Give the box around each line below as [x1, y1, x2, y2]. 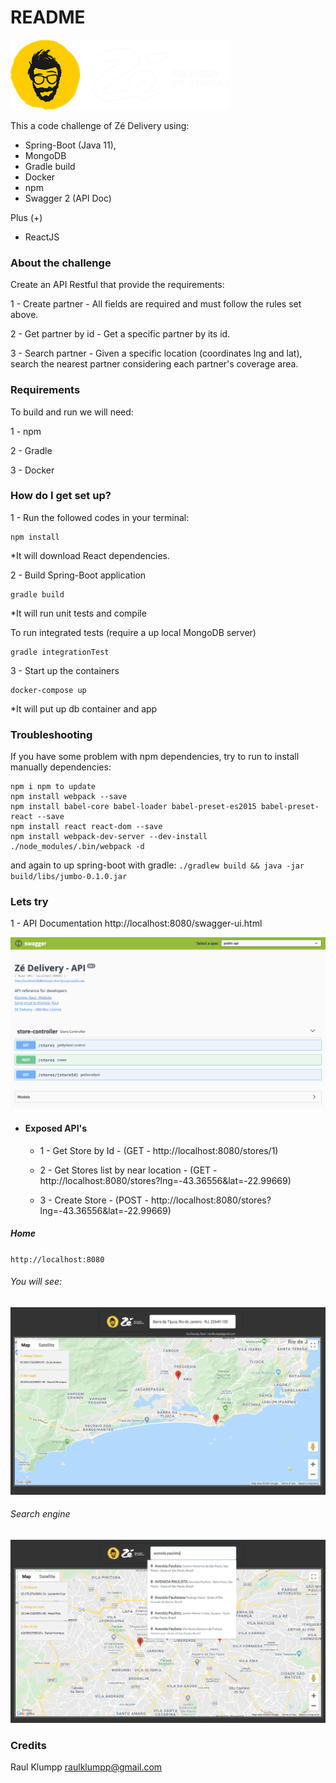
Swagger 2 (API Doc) [24, 192, 112, 204]
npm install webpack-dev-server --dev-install [10, 832, 208, 842]
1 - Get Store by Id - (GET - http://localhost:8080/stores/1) [39, 1144, 279, 1156]
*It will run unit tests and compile [10, 607, 147, 619]
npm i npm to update [10, 782, 97, 792]
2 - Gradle [10, 444, 53, 456]
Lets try [10, 895, 49, 909]
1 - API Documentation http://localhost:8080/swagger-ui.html [10, 917, 263, 930]
